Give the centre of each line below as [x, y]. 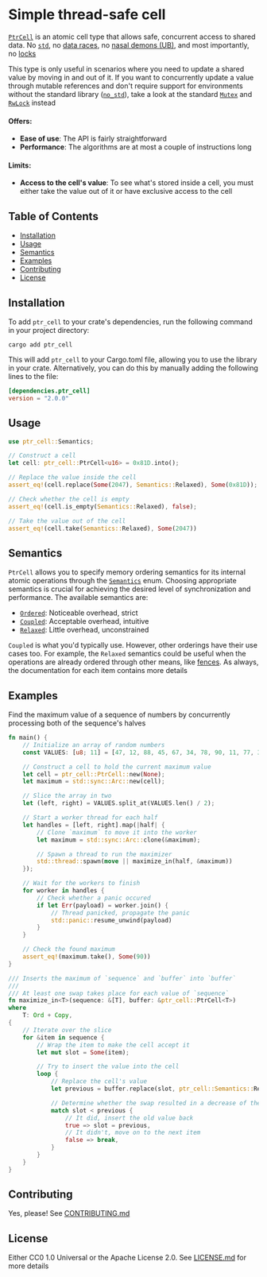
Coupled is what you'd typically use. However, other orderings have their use [133, 645]
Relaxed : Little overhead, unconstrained [84, 630]
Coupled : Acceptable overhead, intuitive [84, 621]
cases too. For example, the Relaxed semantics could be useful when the [127, 654]
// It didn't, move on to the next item [133, 1133]
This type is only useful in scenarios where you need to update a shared [126, 68]
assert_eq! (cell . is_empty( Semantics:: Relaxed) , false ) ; [103, 506]
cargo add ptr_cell [41, 344]
